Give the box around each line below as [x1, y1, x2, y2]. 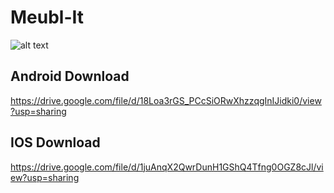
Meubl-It [10, 6, 85, 29]
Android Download [10, 68, 130, 85]
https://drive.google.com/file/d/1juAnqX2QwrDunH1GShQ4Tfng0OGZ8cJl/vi [10, 161, 324, 173]
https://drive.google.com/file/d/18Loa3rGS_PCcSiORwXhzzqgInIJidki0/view [10, 94, 322, 106]
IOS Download [10, 134, 101, 151]
